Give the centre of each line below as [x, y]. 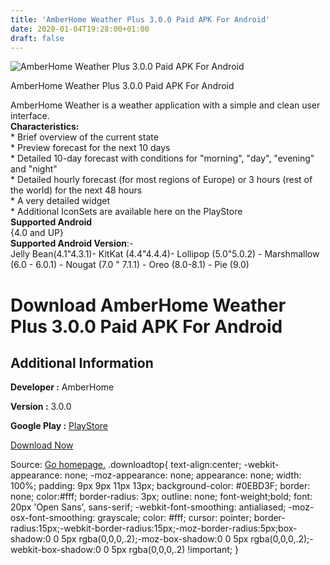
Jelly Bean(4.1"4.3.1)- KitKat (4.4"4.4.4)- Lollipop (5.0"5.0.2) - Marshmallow [165, 254]
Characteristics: [45, 127]
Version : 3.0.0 [41, 407]
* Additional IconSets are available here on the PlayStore [126, 212]
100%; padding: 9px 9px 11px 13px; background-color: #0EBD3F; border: [160, 486]
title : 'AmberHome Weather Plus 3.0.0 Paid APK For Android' [140, 19]
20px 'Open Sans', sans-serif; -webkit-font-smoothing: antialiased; [148, 507]
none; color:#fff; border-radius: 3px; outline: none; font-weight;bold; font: [161, 497]
